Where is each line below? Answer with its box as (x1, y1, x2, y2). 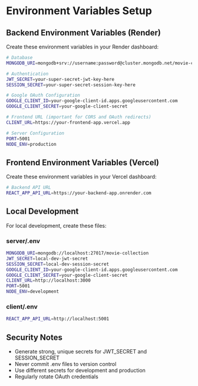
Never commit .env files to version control (14, 361, 117, 368)
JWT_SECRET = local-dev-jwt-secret (6, 256, 88, 261)
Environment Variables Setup (6, 4, 152, 18)
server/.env (6, 237, 40, 245)
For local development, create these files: (6, 222, 107, 229)
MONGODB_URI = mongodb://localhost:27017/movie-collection (6, 250, 149, 256)
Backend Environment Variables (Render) (6, 28, 161, 38)
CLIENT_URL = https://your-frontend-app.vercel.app (6, 119, 131, 125)
